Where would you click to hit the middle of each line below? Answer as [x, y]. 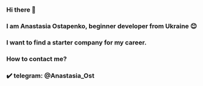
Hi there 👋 [21, 10]
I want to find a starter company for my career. [77, 42]
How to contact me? [37, 59]
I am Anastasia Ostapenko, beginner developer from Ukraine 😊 [101, 26]
